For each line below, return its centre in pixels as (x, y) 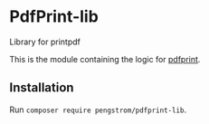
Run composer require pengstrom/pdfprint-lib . (98, 110)
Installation (42, 88)
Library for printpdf (45, 42)
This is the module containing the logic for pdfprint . (105, 59)
